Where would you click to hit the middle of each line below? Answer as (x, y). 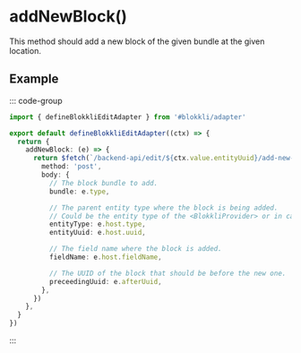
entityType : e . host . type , (97, 224)
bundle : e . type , (79, 191)
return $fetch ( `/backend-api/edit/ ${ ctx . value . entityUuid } (145, 159)
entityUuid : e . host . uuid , (97, 233)
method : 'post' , (72, 167)
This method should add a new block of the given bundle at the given (137, 41)
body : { (56, 175)
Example (34, 79)
